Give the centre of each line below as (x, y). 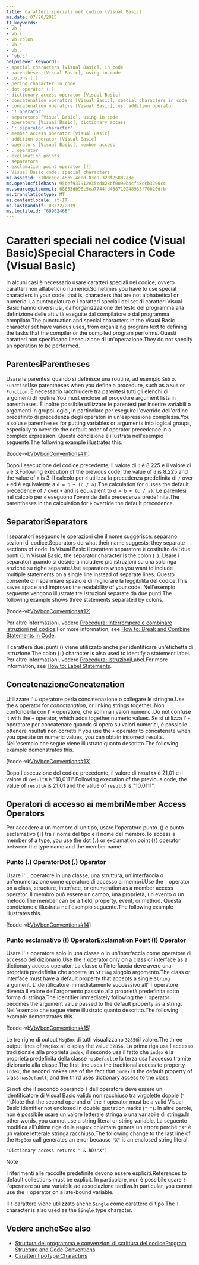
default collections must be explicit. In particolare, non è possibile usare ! (96, 1179)
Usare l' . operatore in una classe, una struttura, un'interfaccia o (85, 875)
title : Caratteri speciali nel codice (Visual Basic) (74, 12)
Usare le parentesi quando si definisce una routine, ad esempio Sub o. (91, 378)
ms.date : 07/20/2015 (32, 17)
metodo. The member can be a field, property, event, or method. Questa (94, 900)
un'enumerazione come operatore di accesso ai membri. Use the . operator (98, 881)
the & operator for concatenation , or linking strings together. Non (85, 705)
